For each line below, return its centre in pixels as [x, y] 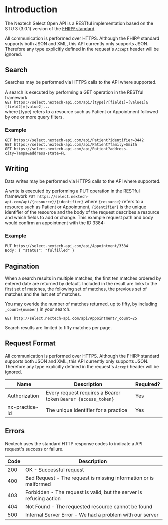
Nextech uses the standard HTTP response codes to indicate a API [74, 443]
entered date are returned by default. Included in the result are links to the [81, 283]
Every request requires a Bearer [83, 392]
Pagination [22, 266]
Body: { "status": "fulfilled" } [40, 251]
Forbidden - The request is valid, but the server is [84, 492]
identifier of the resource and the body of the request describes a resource [82, 212]
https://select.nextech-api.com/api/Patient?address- [71, 149]
